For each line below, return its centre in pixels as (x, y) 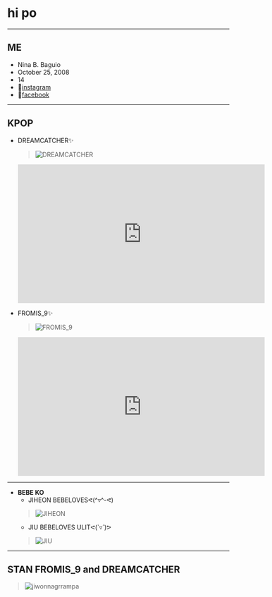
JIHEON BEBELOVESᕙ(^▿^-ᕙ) (71, 500)
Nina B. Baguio (39, 64)
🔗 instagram (34, 87)
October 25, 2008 (43, 72)
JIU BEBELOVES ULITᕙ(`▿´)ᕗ (69, 527)
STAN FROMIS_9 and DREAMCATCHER (94, 569)
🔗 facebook (33, 94)
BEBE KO (31, 492)
